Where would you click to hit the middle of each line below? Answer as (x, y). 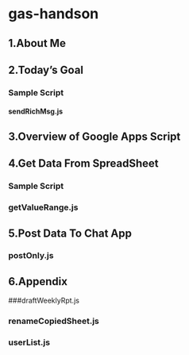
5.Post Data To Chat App (70, 233)
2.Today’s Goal (46, 69)
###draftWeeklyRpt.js (44, 301)
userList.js (29, 342)
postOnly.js (31, 256)
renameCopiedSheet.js (54, 321)
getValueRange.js (43, 207)
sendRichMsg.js (36, 111)
